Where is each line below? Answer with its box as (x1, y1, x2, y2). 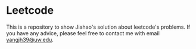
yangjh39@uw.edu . (6, 36, 54, 43)
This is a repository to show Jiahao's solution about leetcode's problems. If (6, 23, 191, 30)
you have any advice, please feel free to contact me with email (6, 29, 160, 36)
